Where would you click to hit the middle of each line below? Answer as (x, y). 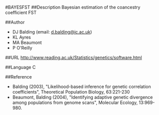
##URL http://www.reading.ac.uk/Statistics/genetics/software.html (74, 57)
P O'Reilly (22, 48)
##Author (15, 22)
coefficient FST (21, 12)
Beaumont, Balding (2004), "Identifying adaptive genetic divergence (82, 97)
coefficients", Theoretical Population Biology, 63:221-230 (71, 92)
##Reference (19, 77)
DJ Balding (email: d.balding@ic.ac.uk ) (52, 32)
